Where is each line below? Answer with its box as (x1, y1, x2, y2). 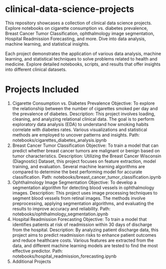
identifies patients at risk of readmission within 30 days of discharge (12, 221, 152, 227)
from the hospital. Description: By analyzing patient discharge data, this (12, 227, 159, 233)
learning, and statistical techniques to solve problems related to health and (5, 56, 158, 62)
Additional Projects (12, 258, 51, 264)
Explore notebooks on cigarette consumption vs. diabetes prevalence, (5, 25, 148, 31)
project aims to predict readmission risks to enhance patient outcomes (12, 232, 157, 238)
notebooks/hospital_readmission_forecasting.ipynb (12, 253, 116, 259)
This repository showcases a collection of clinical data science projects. (5, 20, 152, 26)
